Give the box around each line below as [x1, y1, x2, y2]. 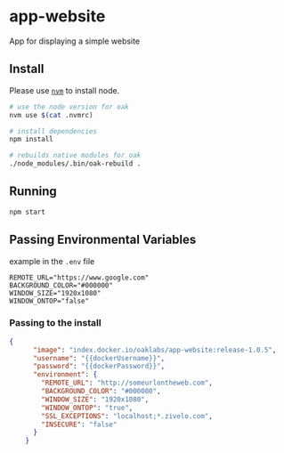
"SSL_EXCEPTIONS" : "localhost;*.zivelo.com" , [41, 411, 214, 420]
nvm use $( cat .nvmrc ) [9, 110, 93, 119]
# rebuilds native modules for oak [9, 151, 142, 160]
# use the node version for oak [9, 102, 129, 111]
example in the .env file [9, 255, 95, 266]
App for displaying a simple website [9, 36, 141, 46]
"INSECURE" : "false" [41, 420, 118, 429]
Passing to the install [9, 317, 101, 329]
